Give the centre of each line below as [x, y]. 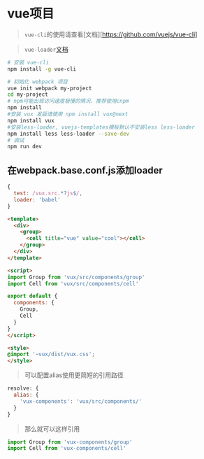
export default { [32, 296]
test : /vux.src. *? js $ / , [48, 193]
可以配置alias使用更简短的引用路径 [74, 375]
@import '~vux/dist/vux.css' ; [51, 354]
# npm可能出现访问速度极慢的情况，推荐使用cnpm [68, 101]
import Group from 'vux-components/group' [70, 442]
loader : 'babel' [37, 199]
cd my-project [28, 94]
